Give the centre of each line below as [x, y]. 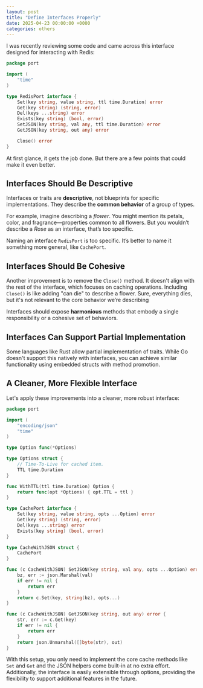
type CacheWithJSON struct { [43, 547]
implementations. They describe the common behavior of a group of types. [101, 204]
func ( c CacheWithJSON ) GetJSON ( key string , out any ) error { [86, 614]
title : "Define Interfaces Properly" [54, 18]
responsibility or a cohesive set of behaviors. [62, 318]
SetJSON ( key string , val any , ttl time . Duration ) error [89, 124]
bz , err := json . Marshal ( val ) [55, 575]
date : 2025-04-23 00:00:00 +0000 [48, 23]
